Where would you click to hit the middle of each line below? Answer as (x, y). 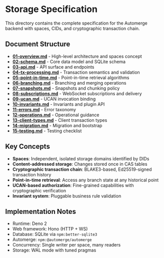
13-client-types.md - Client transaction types (60, 120)
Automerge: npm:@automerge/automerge (52, 239)
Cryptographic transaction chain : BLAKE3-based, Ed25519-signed (82, 169)
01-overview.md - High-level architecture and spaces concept (77, 56)
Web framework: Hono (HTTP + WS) (50, 229)
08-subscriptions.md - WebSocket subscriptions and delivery (77, 93)
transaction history (32, 174)
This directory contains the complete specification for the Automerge (76, 23)
